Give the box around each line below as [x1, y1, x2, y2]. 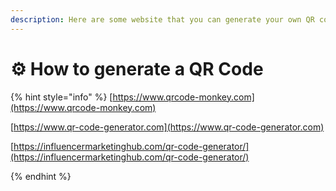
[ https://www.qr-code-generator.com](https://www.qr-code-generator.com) [10, 121, 325, 133]
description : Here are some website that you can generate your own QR [10, 14, 315, 25]
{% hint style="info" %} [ [10, 91, 113, 103]
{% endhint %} [10, 170, 72, 182]
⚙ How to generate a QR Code [10, 57, 264, 80]
